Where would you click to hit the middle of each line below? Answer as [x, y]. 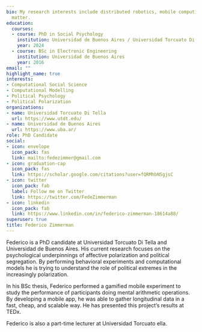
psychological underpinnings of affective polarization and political [88, 255]
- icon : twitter [26, 180]
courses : [23, 29]
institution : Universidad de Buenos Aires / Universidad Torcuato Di [106, 40]
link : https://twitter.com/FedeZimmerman [64, 197]
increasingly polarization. [38, 274]
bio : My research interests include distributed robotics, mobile [91, 12]
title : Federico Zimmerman [40, 225]
